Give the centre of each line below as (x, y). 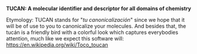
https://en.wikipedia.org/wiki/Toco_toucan (57, 45)
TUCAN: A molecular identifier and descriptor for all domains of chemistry (99, 9)
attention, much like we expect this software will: (65, 38)
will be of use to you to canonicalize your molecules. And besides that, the (96, 26)
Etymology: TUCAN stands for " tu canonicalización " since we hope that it (96, 20)
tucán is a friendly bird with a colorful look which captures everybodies (92, 32)
